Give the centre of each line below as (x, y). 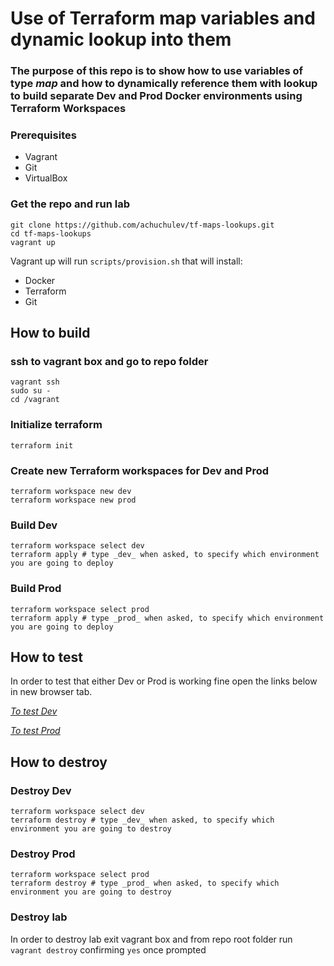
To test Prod (35, 731)
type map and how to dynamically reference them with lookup (164, 84)
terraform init (42, 445)
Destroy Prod (43, 854)
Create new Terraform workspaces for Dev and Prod (140, 470)
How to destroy (59, 762)
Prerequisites (43, 135)
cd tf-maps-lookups (51, 233)
